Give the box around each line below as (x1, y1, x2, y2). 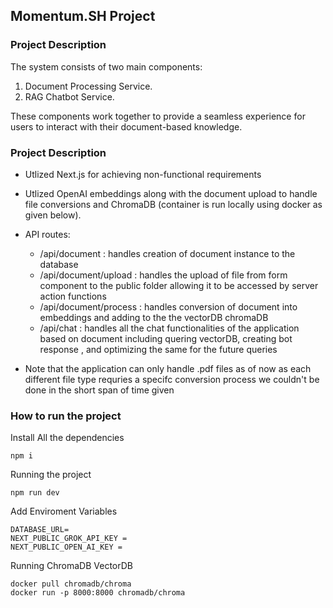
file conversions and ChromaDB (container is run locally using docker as (24, 198, 323, 210)
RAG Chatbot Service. (24, 90, 115, 103)
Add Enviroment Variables (10, 505, 118, 518)
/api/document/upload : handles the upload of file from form (39, 269, 288, 281)
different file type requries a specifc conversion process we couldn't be (24, 373, 320, 385)
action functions (39, 290, 107, 302)
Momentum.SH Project (10, 8, 156, 25)
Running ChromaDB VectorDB (10, 560, 133, 572)
